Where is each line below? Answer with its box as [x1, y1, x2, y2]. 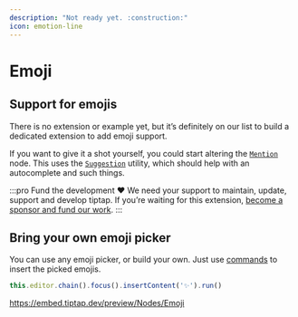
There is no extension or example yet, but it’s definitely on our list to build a [9, 120, 290, 131]
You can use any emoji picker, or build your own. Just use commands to [9, 255, 278, 265]
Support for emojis [9, 97, 118, 112]
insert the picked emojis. [9, 264, 101, 274]
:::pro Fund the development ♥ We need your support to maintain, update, [9, 185, 287, 196]
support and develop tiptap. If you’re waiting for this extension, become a [9, 194, 284, 205]
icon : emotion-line [9, 22, 83, 31]
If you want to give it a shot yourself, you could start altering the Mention [9, 148, 279, 158]
